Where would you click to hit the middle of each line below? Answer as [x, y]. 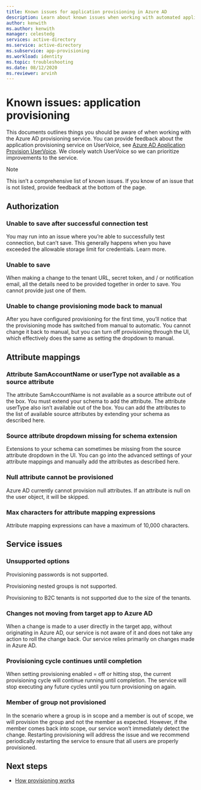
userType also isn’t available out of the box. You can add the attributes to [96, 408]
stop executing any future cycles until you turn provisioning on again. [91, 687]
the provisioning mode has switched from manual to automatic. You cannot [99, 325]
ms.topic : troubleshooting [40, 62]
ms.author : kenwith [31, 29]
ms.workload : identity [34, 56]
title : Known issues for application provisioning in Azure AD [87, 12]
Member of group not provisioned [56, 702]
